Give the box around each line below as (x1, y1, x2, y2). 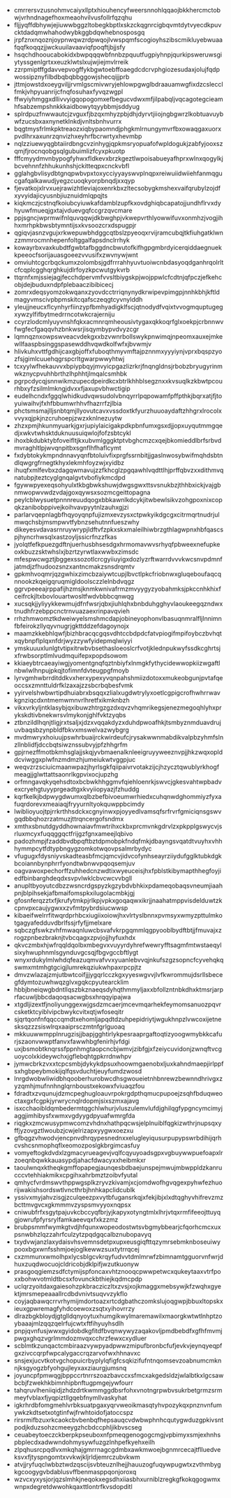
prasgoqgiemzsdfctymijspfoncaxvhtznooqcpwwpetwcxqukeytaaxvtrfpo (13, 1268, 221, 1275)
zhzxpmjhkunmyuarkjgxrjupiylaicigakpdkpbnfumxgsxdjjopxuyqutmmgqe (13, 422, 223, 429)
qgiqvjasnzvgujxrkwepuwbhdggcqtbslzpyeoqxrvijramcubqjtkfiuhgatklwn (13, 228, 223, 237)
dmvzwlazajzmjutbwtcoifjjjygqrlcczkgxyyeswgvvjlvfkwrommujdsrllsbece (13, 971, 223, 978)
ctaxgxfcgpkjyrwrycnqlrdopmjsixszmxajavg (13, 1096, 140, 1105)
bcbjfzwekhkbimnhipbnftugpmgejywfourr (13, 1379, 134, 1387)
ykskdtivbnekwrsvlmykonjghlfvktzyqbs (13, 711, 126, 719)
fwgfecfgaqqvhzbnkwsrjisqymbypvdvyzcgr (13, 325, 140, 333)
